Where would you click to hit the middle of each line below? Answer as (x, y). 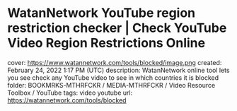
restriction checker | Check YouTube (117, 28)
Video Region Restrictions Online (106, 43)
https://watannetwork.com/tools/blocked (67, 100)
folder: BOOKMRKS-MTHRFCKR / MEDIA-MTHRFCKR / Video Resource (111, 85)
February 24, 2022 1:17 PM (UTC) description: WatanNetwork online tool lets (118, 70)
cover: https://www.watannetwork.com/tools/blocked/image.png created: (115, 62)
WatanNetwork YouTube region (102, 13)
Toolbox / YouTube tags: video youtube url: (70, 93)
